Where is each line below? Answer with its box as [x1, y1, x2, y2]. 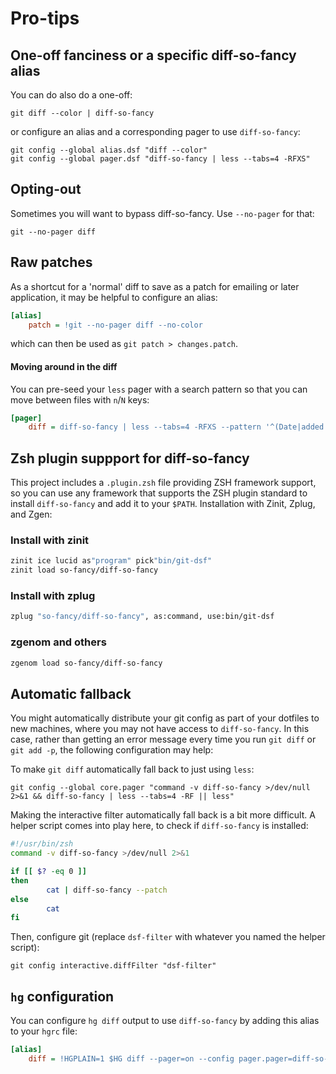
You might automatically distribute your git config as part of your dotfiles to [10, 712, 320, 724]
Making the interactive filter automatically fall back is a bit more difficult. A [10, 809, 316, 821]
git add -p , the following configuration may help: [10, 744, 214, 756]
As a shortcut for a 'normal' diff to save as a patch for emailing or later [10, 280, 300, 292]
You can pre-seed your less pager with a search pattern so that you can [10, 383, 308, 395]
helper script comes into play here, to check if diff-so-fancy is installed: [10, 820, 309, 832]
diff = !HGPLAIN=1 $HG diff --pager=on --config [28, 1054, 235, 1064]
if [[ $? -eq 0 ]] [10, 867, 87, 877]
